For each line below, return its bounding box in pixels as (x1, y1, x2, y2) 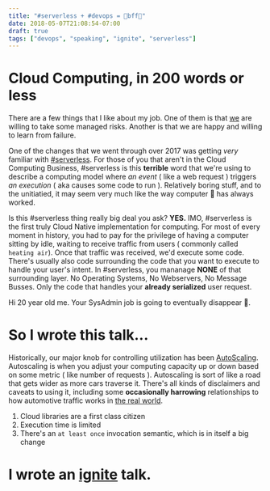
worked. (8, 197, 36, 207)
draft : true (8, 27, 48, 35)
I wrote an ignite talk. (8, 466, 152, 484)
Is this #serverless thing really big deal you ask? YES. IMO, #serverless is (8, 214, 252, 223)
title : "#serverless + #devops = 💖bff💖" (8, 11, 147, 20)
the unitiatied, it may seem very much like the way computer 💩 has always (8, 189, 254, 199)
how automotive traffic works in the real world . (8, 396, 164, 405)
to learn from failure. (8, 130, 77, 140)
